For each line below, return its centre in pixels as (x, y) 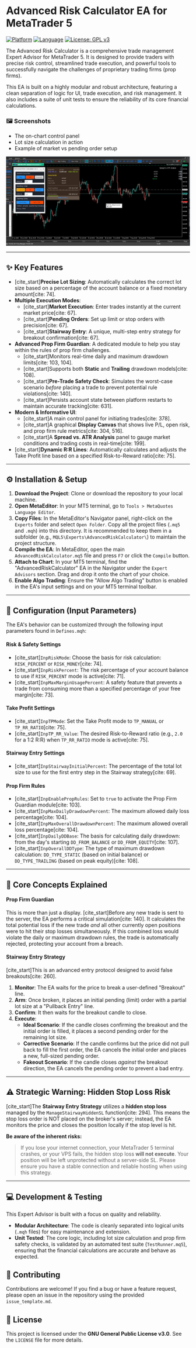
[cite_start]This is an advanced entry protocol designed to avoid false (90, 970)
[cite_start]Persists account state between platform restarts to (98, 399)
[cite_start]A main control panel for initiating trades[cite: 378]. (97, 418)
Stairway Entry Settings (36, 753)
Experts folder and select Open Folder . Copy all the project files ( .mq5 (97, 525)
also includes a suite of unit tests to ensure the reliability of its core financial (97, 99)
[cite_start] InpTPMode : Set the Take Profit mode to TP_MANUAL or (89, 721)
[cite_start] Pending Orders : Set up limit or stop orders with (94, 319)
